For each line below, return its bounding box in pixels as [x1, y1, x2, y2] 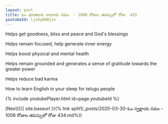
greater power [5, 66, 35, 72]
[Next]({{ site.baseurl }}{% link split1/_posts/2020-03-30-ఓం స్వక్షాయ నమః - [5, 106, 163, 112]
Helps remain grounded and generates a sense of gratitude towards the [5, 61, 157, 67]
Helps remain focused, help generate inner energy [5, 41, 112, 47]
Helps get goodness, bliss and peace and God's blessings [5, 31, 128, 37]
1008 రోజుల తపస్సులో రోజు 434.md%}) [5, 112, 82, 118]
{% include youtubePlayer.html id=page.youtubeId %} [5, 95, 120, 102]
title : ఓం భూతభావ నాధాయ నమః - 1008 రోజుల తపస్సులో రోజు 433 [5, 12, 137, 17]
